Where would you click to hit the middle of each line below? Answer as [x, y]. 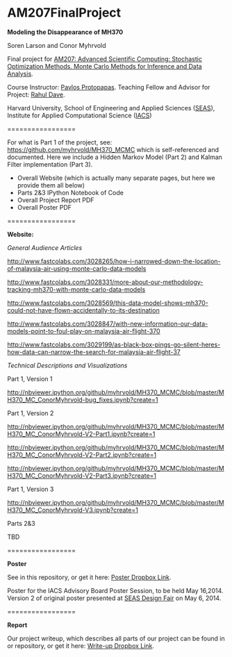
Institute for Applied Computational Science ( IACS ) [80, 115]
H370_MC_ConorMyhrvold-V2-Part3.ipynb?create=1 [82, 475]
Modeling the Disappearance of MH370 [65, 32]
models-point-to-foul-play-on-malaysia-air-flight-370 [84, 331]
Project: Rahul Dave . [36, 94]
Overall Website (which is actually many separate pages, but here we [116, 178]
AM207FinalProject [64, 13]
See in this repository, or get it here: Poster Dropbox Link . [89, 577]
